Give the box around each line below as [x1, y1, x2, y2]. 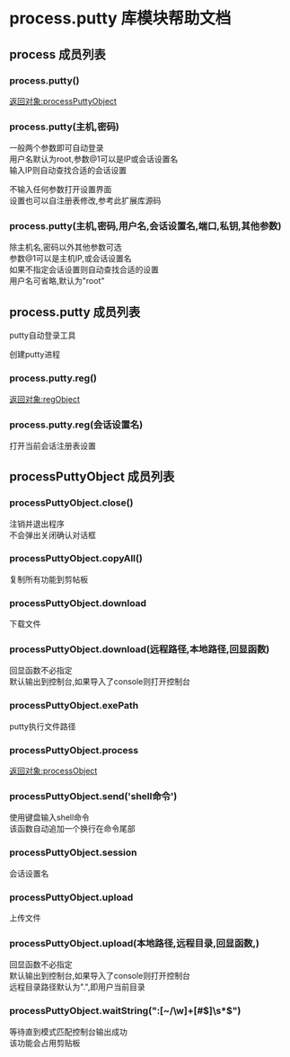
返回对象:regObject [9, 393, 81, 404]
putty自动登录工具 [9, 330, 76, 341]
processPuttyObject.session [9, 846, 137, 859]
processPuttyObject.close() [9, 497, 134, 509]
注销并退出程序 [9, 518, 65, 529]
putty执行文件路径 [9, 720, 76, 732]
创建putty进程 [9, 349, 61, 360]
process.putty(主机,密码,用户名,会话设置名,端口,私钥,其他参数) [9, 220, 282, 233]
